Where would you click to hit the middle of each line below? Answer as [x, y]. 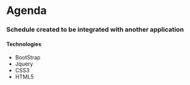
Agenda [26, 11]
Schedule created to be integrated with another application [95, 30]
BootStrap [28, 58]
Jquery [24, 64]
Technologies [24, 44]
